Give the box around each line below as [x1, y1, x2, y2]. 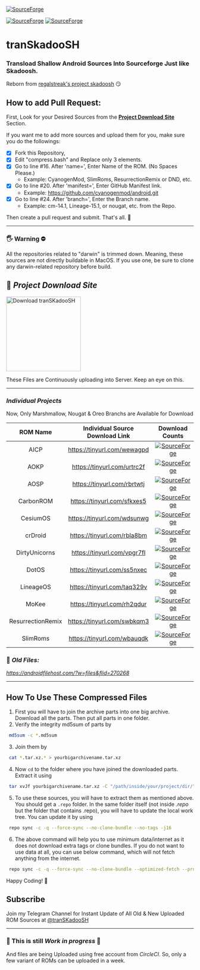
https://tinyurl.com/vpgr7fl [71, 549, 146, 557]
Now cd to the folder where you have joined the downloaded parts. [14, 765, 179, 772]
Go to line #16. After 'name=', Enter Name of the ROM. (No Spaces [14, 163, 177, 170]
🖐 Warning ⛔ [6, 235, 46, 243]
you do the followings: [6, 138, 61, 145]
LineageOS [20, 583, 52, 591]
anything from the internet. [14, 854, 81, 862]
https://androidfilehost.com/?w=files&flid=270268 [6, 669, 130, 677]
